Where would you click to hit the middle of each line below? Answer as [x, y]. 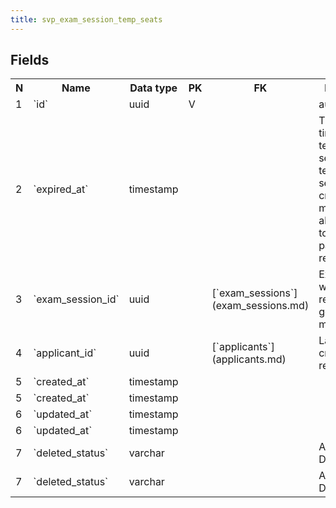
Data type [153, 88]
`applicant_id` [65, 353]
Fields [30, 60]
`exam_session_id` [76, 299]
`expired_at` [61, 189]
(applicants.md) [249, 359]
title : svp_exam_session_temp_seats [86, 19]
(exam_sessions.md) [260, 306]
